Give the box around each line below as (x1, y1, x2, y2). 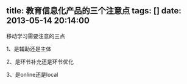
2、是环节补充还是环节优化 (6, 58, 74, 65)
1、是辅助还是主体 (6, 45, 52, 53)
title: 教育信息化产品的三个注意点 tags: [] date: (6, 5, 182, 16)
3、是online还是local (6, 71, 58, 78)
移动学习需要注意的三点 (6, 32, 65, 39)
